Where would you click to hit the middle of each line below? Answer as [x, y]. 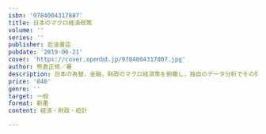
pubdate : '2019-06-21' [46, 52]
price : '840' [30, 81]
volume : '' [26, 30]
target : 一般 [28, 96]
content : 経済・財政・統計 [48, 111]
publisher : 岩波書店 [40, 45]
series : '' [26, 37]
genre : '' [25, 89]
